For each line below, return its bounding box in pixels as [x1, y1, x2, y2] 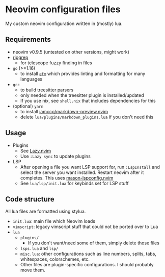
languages [20, 75, 42, 82]
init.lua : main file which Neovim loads [12, 218, 96, 224]
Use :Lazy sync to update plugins [20, 153, 91, 159]
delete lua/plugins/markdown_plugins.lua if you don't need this [20, 114, 154, 120]
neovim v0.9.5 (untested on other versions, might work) [12, 48, 130, 55]
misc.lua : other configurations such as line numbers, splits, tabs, [20, 251, 157, 257]
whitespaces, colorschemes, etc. [20, 256, 90, 262]
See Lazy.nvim [20, 147, 51, 154]
